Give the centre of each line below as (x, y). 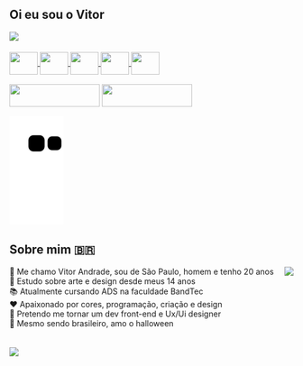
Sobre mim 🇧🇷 (52, 250)
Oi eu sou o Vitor (57, 15)
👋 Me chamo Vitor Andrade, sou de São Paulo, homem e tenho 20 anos (142, 271)
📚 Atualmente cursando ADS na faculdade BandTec (106, 291)
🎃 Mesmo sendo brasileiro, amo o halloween (92, 323)
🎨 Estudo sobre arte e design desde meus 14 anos (102, 281)
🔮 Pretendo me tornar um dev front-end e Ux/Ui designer (115, 314)
